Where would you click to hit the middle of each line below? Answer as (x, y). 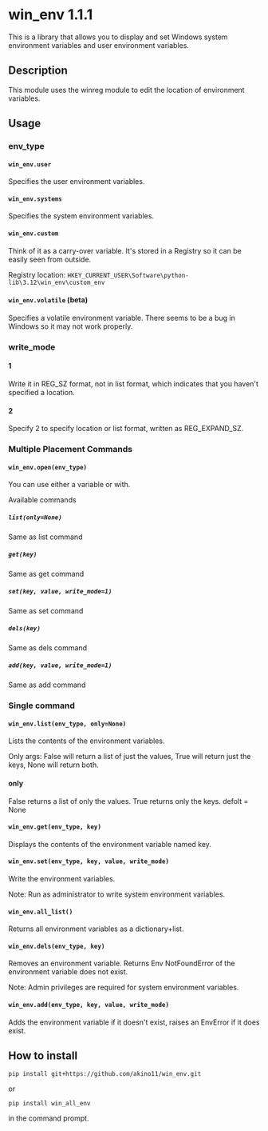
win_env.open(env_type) (48, 467)
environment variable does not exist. (68, 972)
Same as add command (47, 685)
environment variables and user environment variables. (99, 45)
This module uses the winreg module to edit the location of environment (126, 90)
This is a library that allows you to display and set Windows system (118, 37)
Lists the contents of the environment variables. (87, 741)
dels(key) (25, 628)
